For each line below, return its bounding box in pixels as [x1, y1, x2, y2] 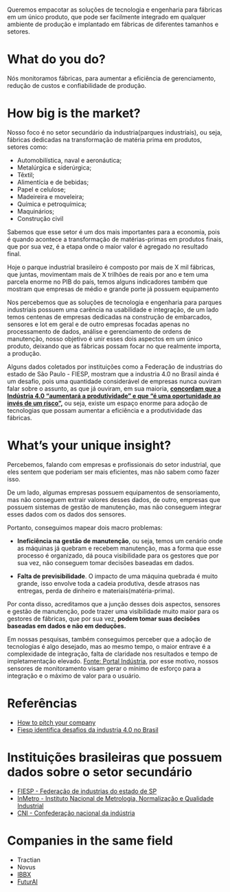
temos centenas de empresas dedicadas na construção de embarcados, [7, 313, 212, 321]
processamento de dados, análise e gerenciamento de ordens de [7, 328, 192, 336]
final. [7, 250, 22, 258]
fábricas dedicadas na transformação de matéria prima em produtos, [7, 136, 203, 144]
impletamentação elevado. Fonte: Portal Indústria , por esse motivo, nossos [7, 657, 218, 665]
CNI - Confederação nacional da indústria [16, 809, 135, 817]
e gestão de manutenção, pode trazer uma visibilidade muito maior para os [7, 607, 220, 615]
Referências [7, 696, 78, 711]
